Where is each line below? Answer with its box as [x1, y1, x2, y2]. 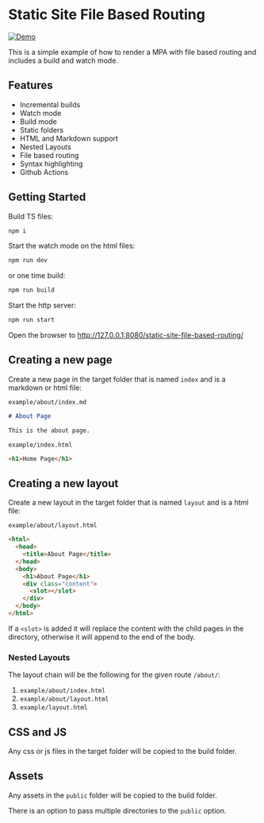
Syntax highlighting [19, 159, 83, 168]
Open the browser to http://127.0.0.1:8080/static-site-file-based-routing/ [8, 330, 244, 340]
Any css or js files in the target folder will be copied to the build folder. [8, 747, 237, 756]
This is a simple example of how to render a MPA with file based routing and [8, 47, 257, 56]
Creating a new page [8, 354, 113, 367]
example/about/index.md [8, 398, 87, 406]
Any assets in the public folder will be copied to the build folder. [8, 790, 217, 800]
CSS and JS [8, 725, 67, 739]
